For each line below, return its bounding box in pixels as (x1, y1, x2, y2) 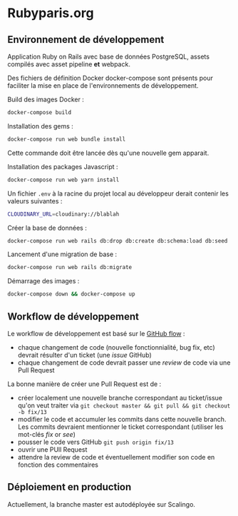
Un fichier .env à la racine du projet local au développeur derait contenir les (7, 189, 229, 198)
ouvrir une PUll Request (17, 445, 88, 454)
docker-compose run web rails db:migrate (7, 264, 133, 271)
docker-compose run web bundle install (7, 136, 126, 143)
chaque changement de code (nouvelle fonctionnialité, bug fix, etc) (17, 343, 215, 351)
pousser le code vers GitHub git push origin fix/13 (17, 437, 175, 446)
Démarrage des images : (7, 277, 80, 285)
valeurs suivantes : (7, 196, 63, 205)
